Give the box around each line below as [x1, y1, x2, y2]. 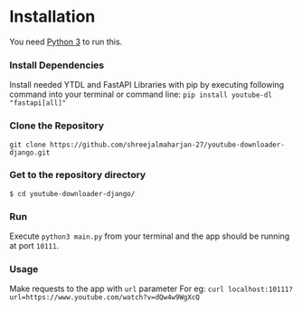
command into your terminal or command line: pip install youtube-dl [9, 89, 273, 100]
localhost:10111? [227, 285, 294, 295]
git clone [9, 140, 47, 149]
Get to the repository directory [9, 169, 146, 182]
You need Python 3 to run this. [9, 36, 123, 47]
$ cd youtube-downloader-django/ [9, 189, 136, 198]
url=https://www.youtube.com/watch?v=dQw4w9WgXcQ [9, 293, 201, 302]
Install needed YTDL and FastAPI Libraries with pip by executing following [9, 80, 285, 90]
